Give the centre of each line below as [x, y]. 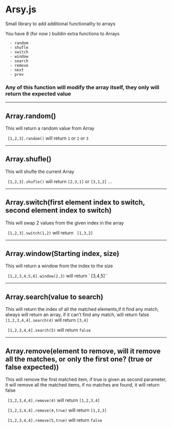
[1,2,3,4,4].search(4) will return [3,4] [47, 320]
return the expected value [38, 93]
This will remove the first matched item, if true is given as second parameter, [86, 380]
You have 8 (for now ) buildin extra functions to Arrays [62, 33]
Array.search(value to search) [54, 297]
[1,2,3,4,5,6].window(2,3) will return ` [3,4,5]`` [58, 276]
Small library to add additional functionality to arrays [60, 24]
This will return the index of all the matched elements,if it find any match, [82, 309]
